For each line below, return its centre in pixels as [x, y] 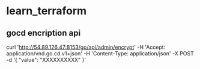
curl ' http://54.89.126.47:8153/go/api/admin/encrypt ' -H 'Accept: [86, 47]
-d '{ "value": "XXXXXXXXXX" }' [46, 60]
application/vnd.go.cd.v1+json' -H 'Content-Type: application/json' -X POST [100, 54]
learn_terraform [47, 11]
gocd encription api [44, 33]
